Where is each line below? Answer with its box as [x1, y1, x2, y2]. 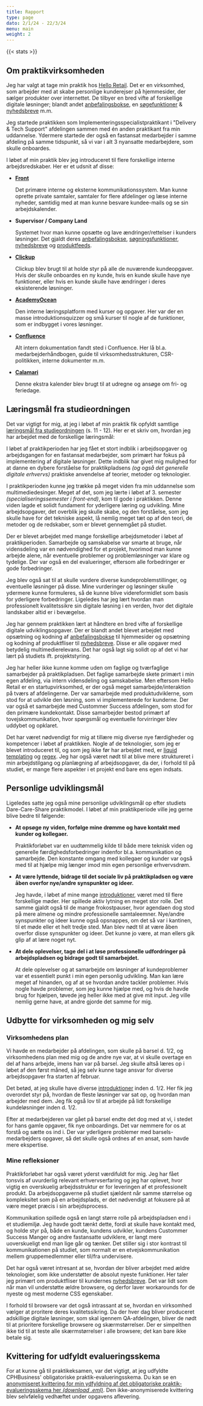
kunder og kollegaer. [14, 830, 68, 837]
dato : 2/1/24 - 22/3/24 [6, 20, 66, 26]
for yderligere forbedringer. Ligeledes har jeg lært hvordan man [6, 595, 164, 603]
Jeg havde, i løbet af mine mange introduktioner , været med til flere [14, 891, 183, 898]
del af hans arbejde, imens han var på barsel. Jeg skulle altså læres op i [6, 1060, 185, 1067]
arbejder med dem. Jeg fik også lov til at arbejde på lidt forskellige [6, 1098, 172, 1105]
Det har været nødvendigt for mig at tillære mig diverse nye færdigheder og [6, 733, 194, 740]
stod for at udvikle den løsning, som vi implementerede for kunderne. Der [6, 696, 189, 703]
